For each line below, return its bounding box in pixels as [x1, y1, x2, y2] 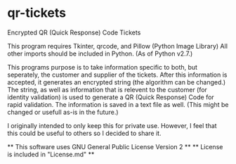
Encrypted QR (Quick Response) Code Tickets [7, 28, 141, 37]
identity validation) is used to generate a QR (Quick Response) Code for [7, 93, 214, 101]
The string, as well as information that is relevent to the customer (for [7, 85, 207, 94]
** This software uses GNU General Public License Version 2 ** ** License [7, 142, 223, 151]
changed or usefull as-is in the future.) [7, 108, 119, 116]
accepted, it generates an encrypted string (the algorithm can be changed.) [7, 77, 226, 86]
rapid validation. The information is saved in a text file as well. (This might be [7, 100, 229, 108]
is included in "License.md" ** [7, 150, 95, 158]
